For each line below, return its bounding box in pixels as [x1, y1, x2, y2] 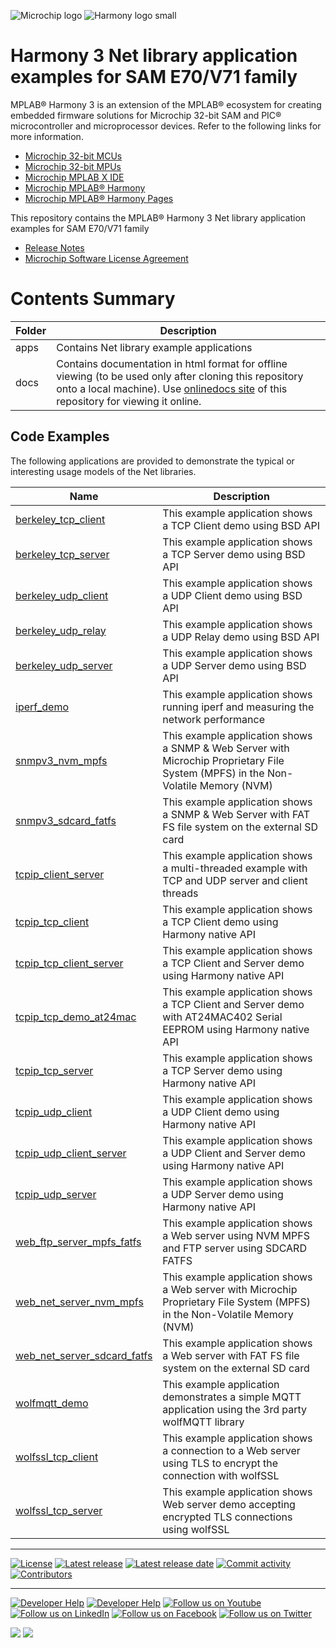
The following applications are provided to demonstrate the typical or [10, 455, 295, 467]
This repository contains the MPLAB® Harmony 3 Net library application [10, 211, 307, 224]
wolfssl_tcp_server [15, 1503, 103, 1517]
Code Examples [10, 428, 110, 445]
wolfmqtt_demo [15, 1396, 89, 1410]
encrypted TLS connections [162, 1510, 293, 1524]
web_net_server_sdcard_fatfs [15, 1348, 153, 1362]
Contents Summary [10, 288, 176, 310]
